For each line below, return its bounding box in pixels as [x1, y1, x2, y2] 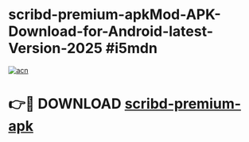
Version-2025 [8, 40, 103, 57]
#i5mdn [105, 40, 158, 57]
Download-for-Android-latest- [8, 22, 213, 40]
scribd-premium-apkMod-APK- [8, 6, 221, 24]
